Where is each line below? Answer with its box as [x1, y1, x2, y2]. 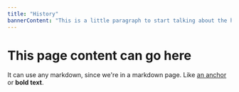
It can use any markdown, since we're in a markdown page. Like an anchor [7, 71, 227, 79]
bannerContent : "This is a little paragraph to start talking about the [7, 17, 228, 24]
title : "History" [7, 10, 59, 18]
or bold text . [7, 79, 44, 87]
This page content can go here [7, 47, 192, 64]
